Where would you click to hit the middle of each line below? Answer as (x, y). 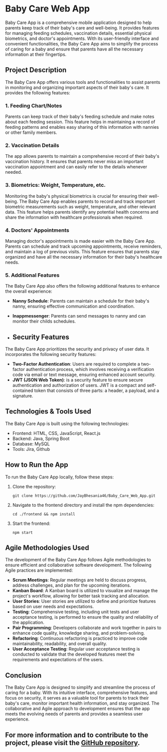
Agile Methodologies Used (47, 548)
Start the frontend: (31, 523)
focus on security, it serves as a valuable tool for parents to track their (77, 698)
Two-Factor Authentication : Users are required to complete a (76, 364)
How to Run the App (37, 465)
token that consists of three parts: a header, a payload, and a (97, 390)
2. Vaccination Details (32, 145)
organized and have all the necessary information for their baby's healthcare (84, 257)
